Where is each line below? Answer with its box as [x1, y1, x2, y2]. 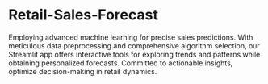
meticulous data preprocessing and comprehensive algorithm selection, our [8, 40, 260, 50]
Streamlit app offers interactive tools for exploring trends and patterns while [8, 49, 261, 59]
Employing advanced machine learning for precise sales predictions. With [8, 32, 253, 42]
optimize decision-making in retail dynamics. [8, 66, 157, 76]
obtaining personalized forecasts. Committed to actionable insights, [8, 58, 233, 68]
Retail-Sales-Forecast [8, 6, 159, 24]
